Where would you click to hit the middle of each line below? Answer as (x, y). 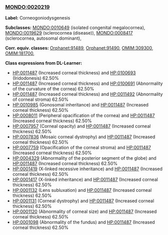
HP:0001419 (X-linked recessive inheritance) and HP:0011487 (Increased (88, 169)
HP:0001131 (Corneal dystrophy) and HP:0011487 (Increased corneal (83, 201)
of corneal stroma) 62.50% (40, 99)
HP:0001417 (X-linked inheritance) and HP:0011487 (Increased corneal (85, 180)
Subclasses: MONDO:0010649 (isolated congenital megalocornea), (75, 28)
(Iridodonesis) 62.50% (36, 78)
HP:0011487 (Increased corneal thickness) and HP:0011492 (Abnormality (88, 94)
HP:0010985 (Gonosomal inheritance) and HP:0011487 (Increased (80, 105)
